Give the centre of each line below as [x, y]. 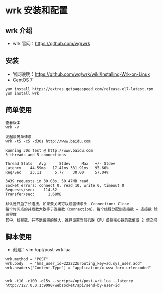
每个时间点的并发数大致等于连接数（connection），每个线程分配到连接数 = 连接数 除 [81, 209]
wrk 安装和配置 [36, 10]
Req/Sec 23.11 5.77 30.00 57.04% [57, 172]
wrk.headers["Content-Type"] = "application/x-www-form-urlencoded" [78, 268]
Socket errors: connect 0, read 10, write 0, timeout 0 [65, 185]
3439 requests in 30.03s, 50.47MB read [47, 181]
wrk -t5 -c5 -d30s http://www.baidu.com [48, 141]
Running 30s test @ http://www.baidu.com [49, 150]
